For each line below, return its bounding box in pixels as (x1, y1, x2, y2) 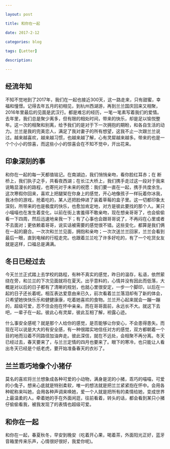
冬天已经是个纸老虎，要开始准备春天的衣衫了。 (9, 345, 107, 351)
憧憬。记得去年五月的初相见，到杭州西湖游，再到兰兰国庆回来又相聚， (14, 103, 160, 109)
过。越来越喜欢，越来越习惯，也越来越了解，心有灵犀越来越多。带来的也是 (5, 134, 160, 141)
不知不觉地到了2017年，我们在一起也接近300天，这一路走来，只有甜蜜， (5, 97, 157, 103)
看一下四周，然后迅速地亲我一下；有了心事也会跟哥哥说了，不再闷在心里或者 (5, 215, 165, 221)
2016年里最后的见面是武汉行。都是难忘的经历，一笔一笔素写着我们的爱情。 (5, 109, 162, 115)
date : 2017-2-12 (5, 30, 39, 35)
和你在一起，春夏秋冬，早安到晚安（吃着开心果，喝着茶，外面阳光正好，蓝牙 (5, 432, 165, 438)
